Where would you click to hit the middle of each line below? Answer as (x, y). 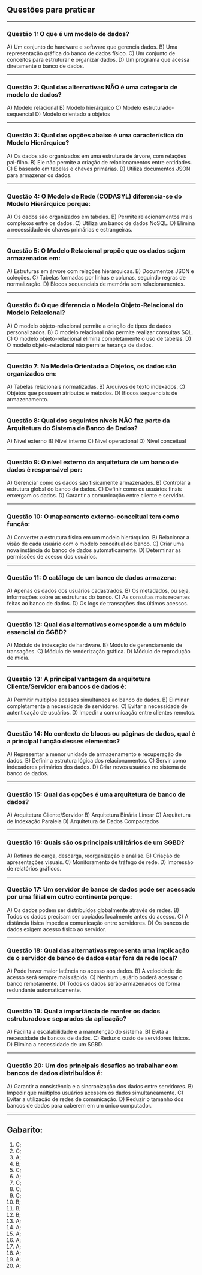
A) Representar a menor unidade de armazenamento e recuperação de (94, 754)
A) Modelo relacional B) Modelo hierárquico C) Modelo (74, 108)
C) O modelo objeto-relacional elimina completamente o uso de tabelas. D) (99, 338)
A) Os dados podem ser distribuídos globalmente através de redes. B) (93, 910)
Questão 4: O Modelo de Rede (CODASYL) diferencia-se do (94, 196)
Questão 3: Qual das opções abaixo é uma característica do (95, 136)
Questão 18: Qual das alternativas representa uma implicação (98, 950)
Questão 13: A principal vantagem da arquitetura (79, 679)
